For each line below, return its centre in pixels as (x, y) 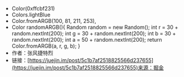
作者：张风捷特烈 (32, 53)
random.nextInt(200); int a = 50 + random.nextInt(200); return (87, 40)
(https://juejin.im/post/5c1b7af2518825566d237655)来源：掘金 (88, 68)
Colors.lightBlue (31, 15)
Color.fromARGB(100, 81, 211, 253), (54, 21)
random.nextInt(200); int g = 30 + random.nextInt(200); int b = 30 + (94, 34)
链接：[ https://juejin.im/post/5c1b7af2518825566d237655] (83, 60)
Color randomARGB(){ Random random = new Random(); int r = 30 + (95, 27)
